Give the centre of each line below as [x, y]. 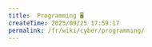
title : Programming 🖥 [46, 16]
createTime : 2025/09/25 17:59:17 [64, 23]
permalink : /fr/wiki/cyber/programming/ [77, 30]
